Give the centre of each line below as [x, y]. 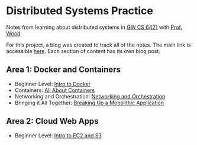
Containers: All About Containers [55, 90]
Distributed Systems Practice [80, 11]
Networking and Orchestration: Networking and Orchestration [90, 96]
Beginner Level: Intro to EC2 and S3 [58, 135]
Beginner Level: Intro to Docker [52, 84]
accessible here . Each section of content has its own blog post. [83, 51]
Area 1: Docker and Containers [64, 70]
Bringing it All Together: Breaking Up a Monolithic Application [89, 103]
